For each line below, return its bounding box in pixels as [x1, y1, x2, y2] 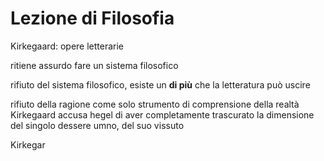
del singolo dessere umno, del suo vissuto [10, 119, 185, 131]
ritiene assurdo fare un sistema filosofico [10, 59, 179, 71]
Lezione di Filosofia [10, 7, 175, 30]
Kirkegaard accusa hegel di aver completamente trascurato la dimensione [10, 108, 315, 121]
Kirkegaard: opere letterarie [10, 40, 125, 52]
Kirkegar [10, 138, 46, 151]
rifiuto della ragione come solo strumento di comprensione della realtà [10, 98, 300, 110]
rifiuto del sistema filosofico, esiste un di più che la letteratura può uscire [10, 78, 311, 91]
